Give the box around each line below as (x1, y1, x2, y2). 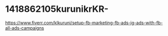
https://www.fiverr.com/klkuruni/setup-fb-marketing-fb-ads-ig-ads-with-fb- (5, 20, 163, 26)
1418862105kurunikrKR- (5, 3, 108, 15)
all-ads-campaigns (5, 25, 44, 31)
